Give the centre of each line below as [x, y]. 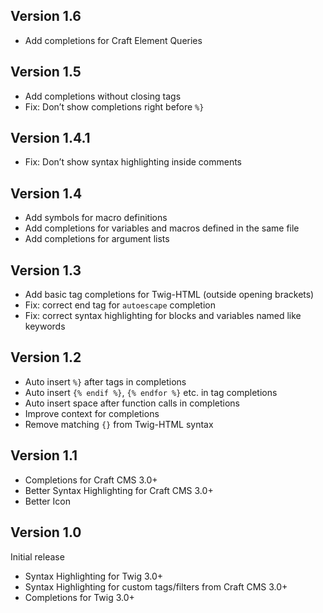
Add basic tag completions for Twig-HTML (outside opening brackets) [169, 295]
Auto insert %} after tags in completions [105, 381]
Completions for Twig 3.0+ [79, 597]
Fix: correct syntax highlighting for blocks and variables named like [163, 316]
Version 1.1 [44, 455]
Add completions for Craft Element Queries [113, 40]
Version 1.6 [46, 16]
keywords [45, 326]
